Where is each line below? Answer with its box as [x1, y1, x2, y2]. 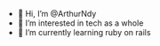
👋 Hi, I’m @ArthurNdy [17, 9, 97, 19]
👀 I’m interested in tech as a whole [17, 18, 144, 28]
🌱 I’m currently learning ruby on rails [17, 27, 151, 37]
